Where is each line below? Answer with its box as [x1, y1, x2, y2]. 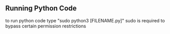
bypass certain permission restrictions [5, 23, 86, 29]
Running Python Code [5, 4, 77, 13]
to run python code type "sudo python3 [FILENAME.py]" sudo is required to [5, 17, 165, 23]
